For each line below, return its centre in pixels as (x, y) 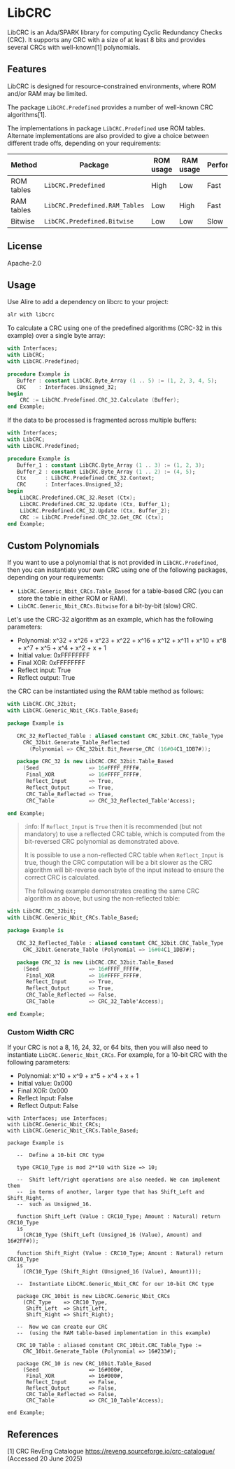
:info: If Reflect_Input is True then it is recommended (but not (113, 827)
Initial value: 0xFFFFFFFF (54, 655)
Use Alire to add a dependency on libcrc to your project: (88, 302)
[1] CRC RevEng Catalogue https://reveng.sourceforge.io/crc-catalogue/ (111, 1451)
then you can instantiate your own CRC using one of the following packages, (117, 570)
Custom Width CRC (41, 1032)
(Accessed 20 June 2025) (45, 1458)
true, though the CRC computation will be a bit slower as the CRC (118, 863)
